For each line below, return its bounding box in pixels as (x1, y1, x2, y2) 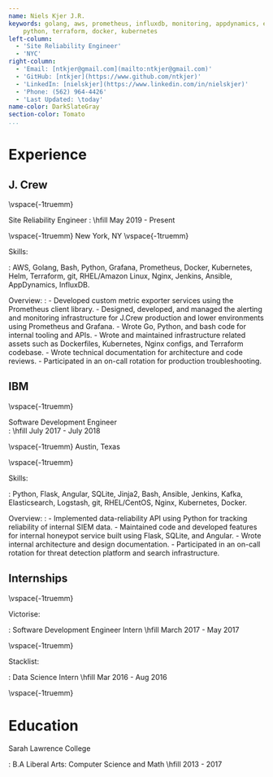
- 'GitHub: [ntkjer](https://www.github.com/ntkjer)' (15, 72, 201, 81)
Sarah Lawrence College (8, 743, 91, 753)
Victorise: (8, 608, 41, 619)
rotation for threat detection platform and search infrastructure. (8, 547, 220, 558)
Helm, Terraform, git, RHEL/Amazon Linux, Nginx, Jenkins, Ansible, (8, 271, 233, 281)
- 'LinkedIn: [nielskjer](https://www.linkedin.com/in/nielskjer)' (15, 80, 249, 88)
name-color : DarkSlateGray (8, 103, 100, 111)
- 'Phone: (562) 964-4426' (15, 87, 107, 96)
